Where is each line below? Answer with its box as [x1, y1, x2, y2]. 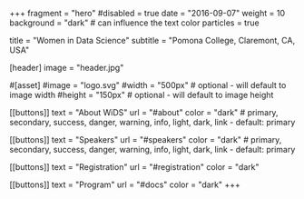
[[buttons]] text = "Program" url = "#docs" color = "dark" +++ [9, 179, 240, 190]
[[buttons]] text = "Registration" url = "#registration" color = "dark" [9, 162, 260, 172]
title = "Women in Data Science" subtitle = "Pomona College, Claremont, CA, [9, 35, 296, 45]
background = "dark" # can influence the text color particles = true [9, 17, 260, 28]
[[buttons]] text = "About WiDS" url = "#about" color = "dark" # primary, [9, 107, 279, 117]
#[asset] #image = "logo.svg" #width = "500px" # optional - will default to [9, 80, 287, 90]
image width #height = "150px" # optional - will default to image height [9, 90, 274, 100]
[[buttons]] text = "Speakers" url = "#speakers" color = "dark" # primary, [9, 134, 282, 144]
